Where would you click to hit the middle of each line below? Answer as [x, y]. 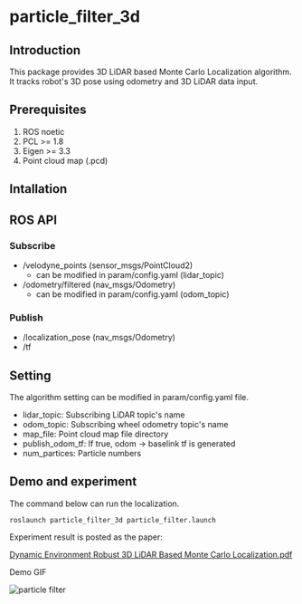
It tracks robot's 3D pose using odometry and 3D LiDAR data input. [134, 81]
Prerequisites [48, 110]
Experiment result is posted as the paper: [86, 537]
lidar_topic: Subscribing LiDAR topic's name [104, 415]
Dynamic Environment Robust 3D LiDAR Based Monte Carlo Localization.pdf [151, 554]
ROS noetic [43, 131]
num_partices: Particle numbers [82, 453]
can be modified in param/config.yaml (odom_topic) [132, 294]
